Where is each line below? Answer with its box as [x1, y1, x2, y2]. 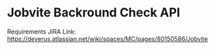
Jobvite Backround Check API [7, 5, 180, 21]
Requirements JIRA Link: [7, 27, 77, 36]
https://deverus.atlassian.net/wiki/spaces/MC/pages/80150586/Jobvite [7, 34, 208, 42]
